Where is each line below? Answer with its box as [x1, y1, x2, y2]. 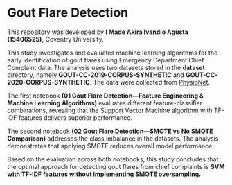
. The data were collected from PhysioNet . [89, 78, 210, 86]
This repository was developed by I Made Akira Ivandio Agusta [7, 28, 188, 36]
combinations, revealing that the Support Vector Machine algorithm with [7, 106, 213, 114]
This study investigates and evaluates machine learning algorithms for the [7, 49, 218, 57]
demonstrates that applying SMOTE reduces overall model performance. [7, 141, 215, 150]
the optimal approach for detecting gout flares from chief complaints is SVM [7, 162, 225, 170]
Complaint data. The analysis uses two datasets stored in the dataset [7, 63, 206, 71]
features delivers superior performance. [18, 113, 133, 122]
